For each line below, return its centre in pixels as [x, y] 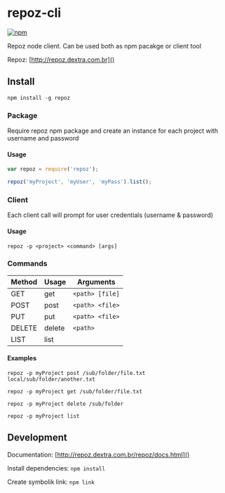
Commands [27, 263]
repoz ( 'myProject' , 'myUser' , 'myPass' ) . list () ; [80, 182]
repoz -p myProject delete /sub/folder [66, 404]
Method [24, 282]
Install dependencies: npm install [56, 468]
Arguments [96, 282]
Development [37, 438]
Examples [22, 358]
